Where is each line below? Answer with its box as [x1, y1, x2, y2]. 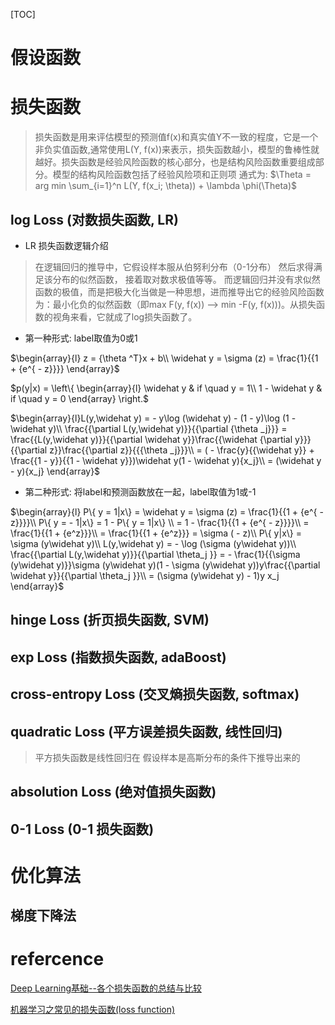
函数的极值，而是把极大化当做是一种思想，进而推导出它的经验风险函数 [34, 285, 325, 298]
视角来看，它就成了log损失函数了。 [52, 310, 198, 323]
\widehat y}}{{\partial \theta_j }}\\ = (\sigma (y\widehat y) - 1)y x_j [10, 569, 280, 581]
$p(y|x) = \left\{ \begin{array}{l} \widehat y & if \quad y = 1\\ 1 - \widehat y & [10, 382, 323, 394]
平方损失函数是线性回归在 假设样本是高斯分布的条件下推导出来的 [34, 751, 301, 763]
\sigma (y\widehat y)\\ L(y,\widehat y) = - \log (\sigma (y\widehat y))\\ [10, 537, 297, 549]
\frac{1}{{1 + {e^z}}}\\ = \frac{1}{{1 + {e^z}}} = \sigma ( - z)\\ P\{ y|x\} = [10, 527, 303, 539]
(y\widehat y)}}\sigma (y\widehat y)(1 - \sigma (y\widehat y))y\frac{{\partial [10, 559, 321, 571]
